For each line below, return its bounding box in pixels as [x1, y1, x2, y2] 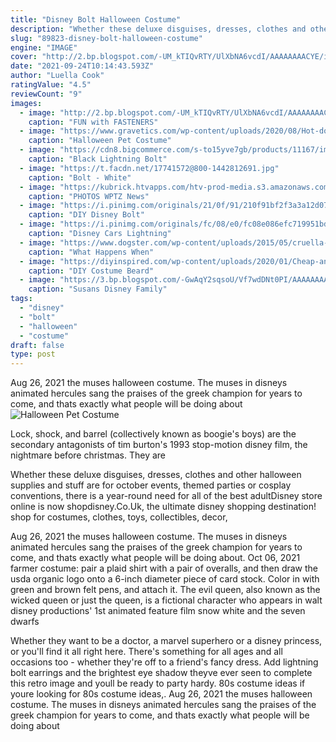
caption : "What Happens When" [28, 247, 155, 257]
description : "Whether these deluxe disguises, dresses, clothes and [10, 24, 307, 34]
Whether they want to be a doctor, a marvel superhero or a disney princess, [10, 635, 323, 647]
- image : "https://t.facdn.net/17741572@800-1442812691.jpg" [19, 163, 280, 173]
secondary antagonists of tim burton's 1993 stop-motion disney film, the [10, 439, 308, 451]
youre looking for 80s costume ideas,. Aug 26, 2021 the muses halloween [10, 688, 313, 700]
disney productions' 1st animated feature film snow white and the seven [10, 605, 306, 617]
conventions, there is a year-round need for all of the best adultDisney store [10, 490, 323, 502]
